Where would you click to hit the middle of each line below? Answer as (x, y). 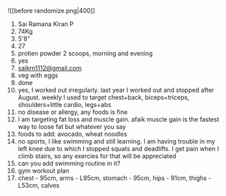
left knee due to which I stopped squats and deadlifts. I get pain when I (118, 149)
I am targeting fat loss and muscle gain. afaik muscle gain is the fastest (119, 119)
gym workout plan (43, 170)
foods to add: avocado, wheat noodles (72, 134)
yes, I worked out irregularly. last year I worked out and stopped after (116, 90)
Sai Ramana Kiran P (46, 24)
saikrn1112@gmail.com (50, 68)
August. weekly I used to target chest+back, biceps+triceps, (104, 97)
